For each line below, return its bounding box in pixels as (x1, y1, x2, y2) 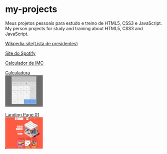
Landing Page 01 (5, 111, 39, 117)
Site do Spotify (5, 50, 36, 56)
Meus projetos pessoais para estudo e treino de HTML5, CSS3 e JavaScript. (5, 20, 162, 26)
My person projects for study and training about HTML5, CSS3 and (5, 25, 143, 31)
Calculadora (5, 69, 30, 76)
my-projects (5, 4, 57, 15)
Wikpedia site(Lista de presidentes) (5, 40, 78, 46)
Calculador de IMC (5, 60, 44, 66)
